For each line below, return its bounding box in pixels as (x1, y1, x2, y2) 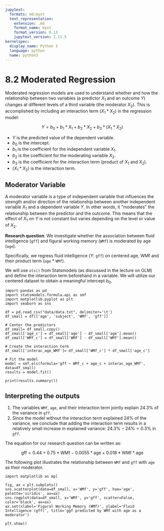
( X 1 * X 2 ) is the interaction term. (12, 165, 76, 172)
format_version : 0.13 (14, 30, 58, 35)
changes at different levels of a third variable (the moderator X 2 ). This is (5, 101, 150, 108)
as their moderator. (5, 464, 44, 471)
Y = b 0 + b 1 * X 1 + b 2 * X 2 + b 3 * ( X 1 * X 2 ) (41, 124, 123, 131)
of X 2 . (5, 222, 17, 229)
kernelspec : (5, 39, 29, 44)
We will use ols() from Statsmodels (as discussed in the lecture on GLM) (5, 267, 153, 273)
